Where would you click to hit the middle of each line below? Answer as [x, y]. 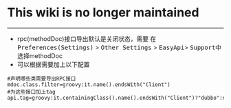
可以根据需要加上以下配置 [53, 64]
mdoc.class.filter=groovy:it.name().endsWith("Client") [89, 84]
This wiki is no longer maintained [103, 13]
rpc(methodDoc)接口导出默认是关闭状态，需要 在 [87, 38]
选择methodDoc [40, 55]
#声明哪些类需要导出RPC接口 [42, 79]
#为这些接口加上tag [31, 92]
